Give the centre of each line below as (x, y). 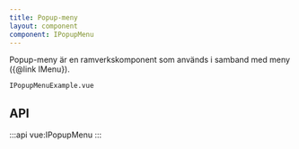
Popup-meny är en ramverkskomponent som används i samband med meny (149, 60)
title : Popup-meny (44, 18)
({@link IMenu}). (40, 69)
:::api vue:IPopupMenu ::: (56, 135)
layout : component (44, 26)
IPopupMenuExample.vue (52, 86)
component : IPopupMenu (52, 34)
